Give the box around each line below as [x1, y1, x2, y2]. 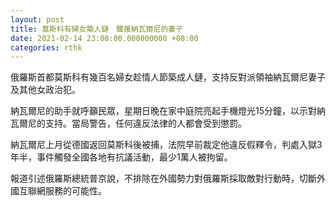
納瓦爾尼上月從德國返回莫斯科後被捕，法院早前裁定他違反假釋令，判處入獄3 [10, 139, 323, 151]
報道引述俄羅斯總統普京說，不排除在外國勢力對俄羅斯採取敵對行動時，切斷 [10, 172, 317, 185]
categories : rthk [10, 42, 83, 53]
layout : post [10, 14, 65, 25]
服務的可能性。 [44, 185, 107, 197]
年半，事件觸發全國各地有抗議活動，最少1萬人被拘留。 [10, 151, 233, 163]
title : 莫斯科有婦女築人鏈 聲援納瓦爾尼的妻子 [10, 24, 184, 34]
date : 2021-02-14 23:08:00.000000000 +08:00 [10, 33, 199, 43]
